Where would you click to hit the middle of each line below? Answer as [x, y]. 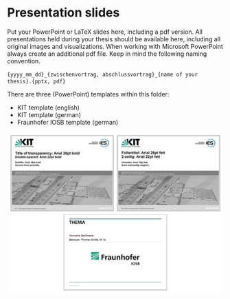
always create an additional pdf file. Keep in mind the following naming [107, 54]
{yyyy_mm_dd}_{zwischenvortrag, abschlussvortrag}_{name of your [102, 74]
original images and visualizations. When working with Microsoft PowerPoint [115, 46]
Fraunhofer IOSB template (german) [68, 122]
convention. [24, 61]
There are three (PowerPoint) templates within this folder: [88, 94]
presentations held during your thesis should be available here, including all [114, 39]
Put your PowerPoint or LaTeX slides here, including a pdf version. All [105, 32]
